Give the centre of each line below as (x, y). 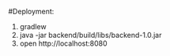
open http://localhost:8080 (64, 43)
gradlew (33, 26)
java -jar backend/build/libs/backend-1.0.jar (91, 35)
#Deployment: (31, 11)
